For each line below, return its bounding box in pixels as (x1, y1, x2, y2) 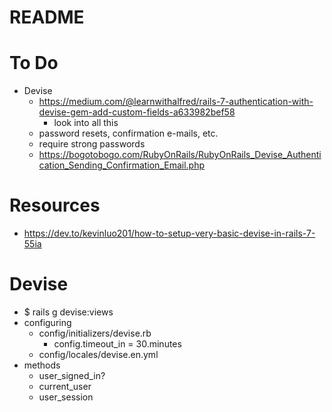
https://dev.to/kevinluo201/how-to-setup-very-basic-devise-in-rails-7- (23, 227, 316, 240)
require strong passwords (38, 138, 146, 150)
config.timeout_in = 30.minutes (53, 338, 182, 350)
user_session (38, 391, 94, 403)
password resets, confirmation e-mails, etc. (38, 127, 219, 140)
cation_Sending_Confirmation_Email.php (38, 159, 206, 171)
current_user (38, 381, 92, 392)
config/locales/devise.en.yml (38, 349, 159, 360)
